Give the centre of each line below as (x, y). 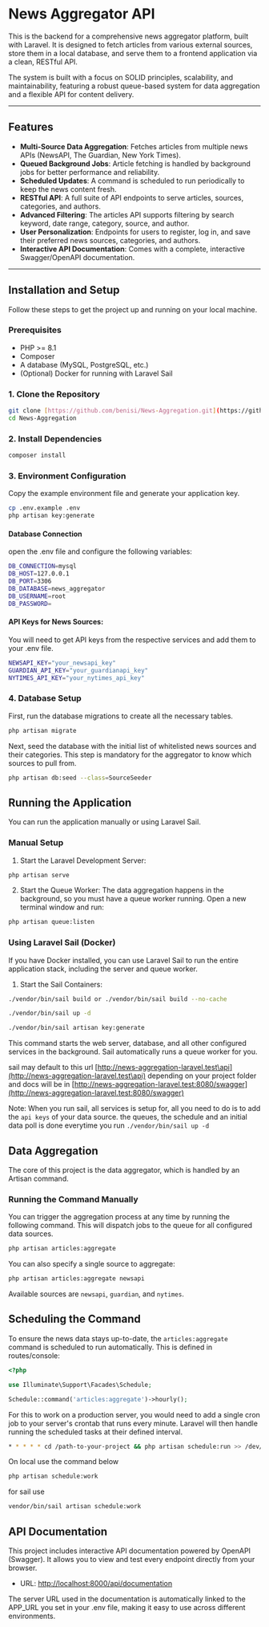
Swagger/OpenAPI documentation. (77, 257)
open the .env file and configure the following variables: (100, 551)
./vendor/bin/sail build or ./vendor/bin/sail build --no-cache (118, 999)
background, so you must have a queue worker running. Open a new (133, 899)
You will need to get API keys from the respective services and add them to (132, 640)
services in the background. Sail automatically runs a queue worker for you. (133, 1051)
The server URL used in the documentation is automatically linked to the (127, 1599)
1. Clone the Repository (54, 394)
